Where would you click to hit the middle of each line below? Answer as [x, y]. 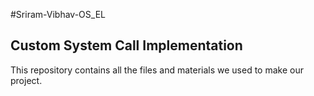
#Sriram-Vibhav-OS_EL [58, 14]
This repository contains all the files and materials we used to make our [157, 70]
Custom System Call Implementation [126, 45]
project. [26, 80]
